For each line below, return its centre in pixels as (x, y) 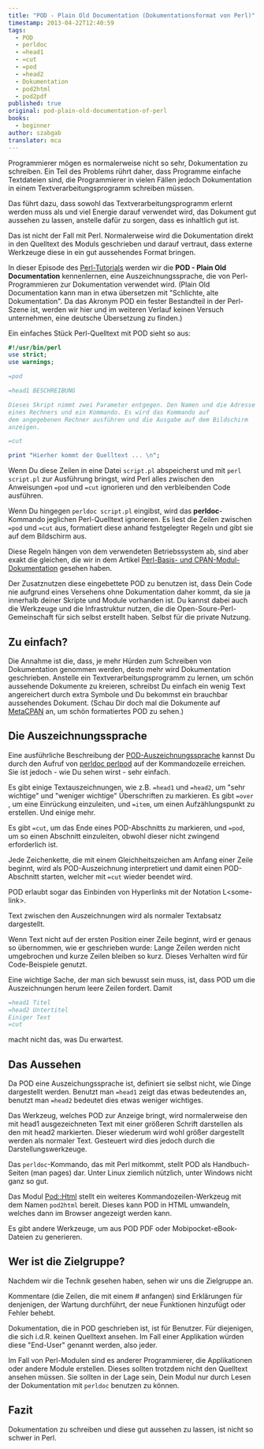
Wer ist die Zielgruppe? (67, 1261)
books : (19, 118)
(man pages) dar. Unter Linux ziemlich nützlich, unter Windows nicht (141, 1173)
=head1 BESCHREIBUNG (42, 391)
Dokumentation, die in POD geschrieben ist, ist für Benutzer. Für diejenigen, (131, 1328)
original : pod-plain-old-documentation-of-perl (88, 111)
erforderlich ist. (33, 844)
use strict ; (28, 355)
